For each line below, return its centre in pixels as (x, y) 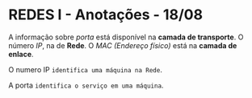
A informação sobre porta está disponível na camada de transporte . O (126, 37)
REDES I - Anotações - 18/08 (106, 15)
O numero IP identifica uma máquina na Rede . (86, 69)
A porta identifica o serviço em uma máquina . (86, 85)
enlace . (21, 54)
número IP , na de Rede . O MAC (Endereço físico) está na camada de (123, 45)
